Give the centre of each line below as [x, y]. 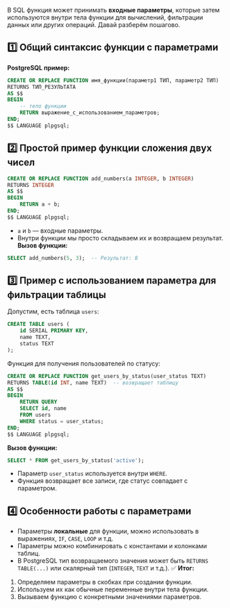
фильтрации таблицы [57, 295]
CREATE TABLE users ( [39, 324]
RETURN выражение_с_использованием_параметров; [90, 113]
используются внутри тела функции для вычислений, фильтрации [105, 17]
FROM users [35, 415]
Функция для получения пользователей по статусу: [84, 363]
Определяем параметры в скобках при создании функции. [105, 582]
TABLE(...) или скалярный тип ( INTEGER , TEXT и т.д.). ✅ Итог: [106, 568]
